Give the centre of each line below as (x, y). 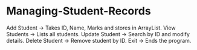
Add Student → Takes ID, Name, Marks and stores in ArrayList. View (91, 28)
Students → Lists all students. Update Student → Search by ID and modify (98, 34)
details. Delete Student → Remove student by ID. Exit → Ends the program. (99, 40)
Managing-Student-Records (79, 11)
